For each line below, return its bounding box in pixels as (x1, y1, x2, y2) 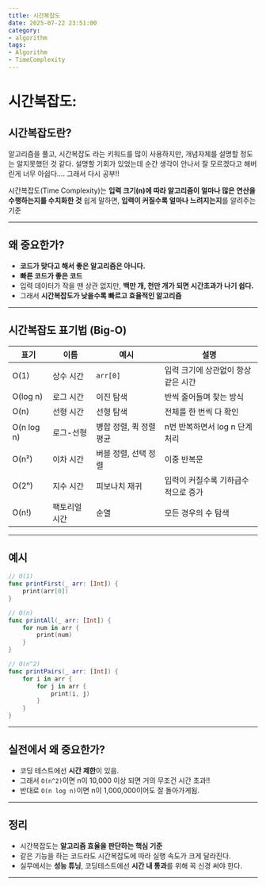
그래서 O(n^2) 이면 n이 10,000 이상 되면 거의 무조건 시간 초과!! (19, 775, 211, 785)
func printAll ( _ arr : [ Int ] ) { (8, 616, 112, 624)
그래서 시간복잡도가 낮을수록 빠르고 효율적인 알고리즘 (19, 290, 182, 300)
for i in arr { (22, 675, 73, 683)
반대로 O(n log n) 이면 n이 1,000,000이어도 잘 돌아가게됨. (19, 785, 200, 795)
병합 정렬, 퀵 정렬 (96, 421, 156, 432)
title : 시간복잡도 (8, 11, 61, 20)
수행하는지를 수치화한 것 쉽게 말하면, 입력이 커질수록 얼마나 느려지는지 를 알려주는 (8, 195, 256, 205)
